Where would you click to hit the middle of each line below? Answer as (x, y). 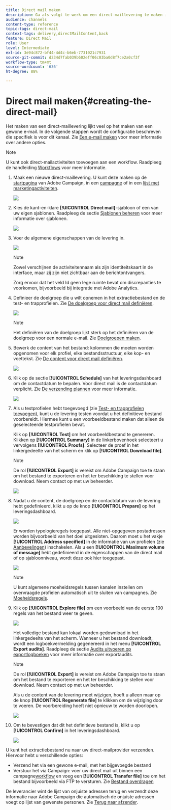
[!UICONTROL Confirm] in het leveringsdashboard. (67, 730)
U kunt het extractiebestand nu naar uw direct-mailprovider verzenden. (80, 750)
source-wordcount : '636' (32, 67)
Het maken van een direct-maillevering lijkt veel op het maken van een (79, 126)
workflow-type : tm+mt (29, 62)
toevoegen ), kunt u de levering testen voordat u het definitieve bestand (87, 414)
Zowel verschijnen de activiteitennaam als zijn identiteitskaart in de (83, 267)
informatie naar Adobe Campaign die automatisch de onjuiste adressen (80, 796)
